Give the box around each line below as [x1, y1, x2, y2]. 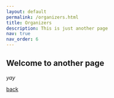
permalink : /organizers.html [6, 14, 79, 20]
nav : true [6, 31, 31, 37]
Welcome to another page [6, 58, 104, 68]
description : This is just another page [6, 25, 109, 31]
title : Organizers [6, 20, 52, 26]
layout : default [6, 8, 47, 15]
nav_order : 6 [6, 36, 39, 42]
